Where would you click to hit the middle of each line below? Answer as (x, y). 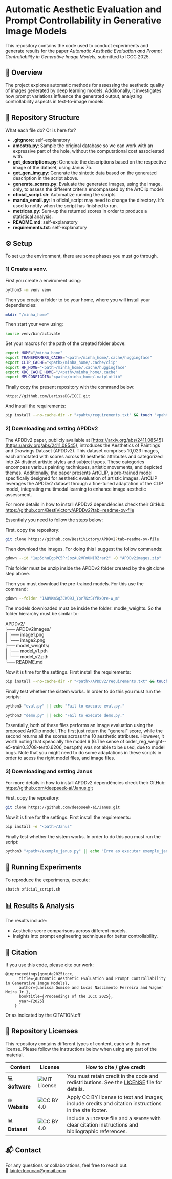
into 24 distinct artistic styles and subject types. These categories (75, 462)
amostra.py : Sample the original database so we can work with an (83, 146)
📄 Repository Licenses (42, 1031)
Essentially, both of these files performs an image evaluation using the (79, 725)
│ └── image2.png (25, 640)
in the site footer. (87, 1110)
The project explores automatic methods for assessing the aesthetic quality (85, 85)
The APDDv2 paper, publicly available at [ (49, 440)
